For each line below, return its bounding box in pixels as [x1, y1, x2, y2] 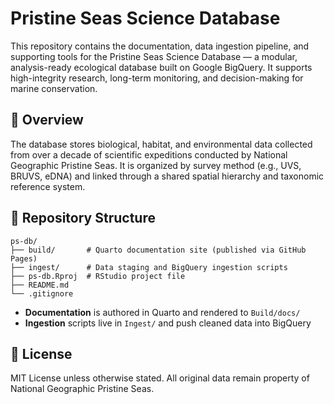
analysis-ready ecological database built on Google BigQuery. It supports [10, 61, 313, 73]
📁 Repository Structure [10, 210, 156, 227]
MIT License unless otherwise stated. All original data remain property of [10, 372, 310, 384]
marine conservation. [10, 82, 98, 94]
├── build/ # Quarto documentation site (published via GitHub [10, 245, 307, 255]
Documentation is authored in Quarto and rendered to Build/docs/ [24, 306, 301, 318]
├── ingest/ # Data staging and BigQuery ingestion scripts [10, 262, 288, 272]
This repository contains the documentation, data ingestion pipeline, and [10, 40, 310, 52]
